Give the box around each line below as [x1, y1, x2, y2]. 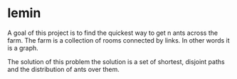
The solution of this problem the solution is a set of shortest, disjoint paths [7, 57, 226, 65]
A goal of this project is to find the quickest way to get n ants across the [7, 28, 218, 37]
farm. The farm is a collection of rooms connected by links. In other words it [7, 36, 230, 44]
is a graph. [7, 43, 39, 52]
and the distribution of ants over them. [7, 65, 120, 73]
